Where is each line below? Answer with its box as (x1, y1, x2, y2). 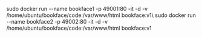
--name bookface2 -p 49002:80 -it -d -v (6, 18, 108, 25)
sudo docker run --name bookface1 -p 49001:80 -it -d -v (6, 5, 148, 12)
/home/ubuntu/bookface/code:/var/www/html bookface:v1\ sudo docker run (6, 12, 197, 19)
